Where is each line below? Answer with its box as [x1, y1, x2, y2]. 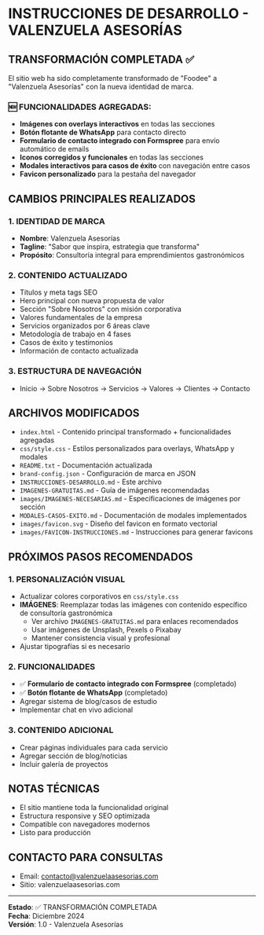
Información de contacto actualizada [19, 346, 139, 356]
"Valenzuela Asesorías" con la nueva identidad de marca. [8, 82, 194, 91]
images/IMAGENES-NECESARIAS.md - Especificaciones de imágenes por [19, 494, 241, 504]
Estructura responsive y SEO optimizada [19, 811, 151, 821]
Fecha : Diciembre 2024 [8, 911, 85, 921]
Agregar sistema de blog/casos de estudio [19, 697, 157, 706]
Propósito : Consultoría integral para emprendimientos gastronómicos [19, 250, 245, 259]
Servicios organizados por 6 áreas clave [19, 321, 151, 331]
